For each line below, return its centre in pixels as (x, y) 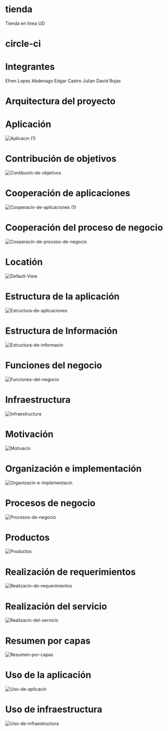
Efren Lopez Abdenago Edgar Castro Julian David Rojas (63, 81)
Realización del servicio (56, 606)
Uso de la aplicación (48, 675)
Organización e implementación (74, 468)
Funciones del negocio (54, 365)
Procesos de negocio (50, 503)
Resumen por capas (48, 641)
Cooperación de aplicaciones (68, 193)
